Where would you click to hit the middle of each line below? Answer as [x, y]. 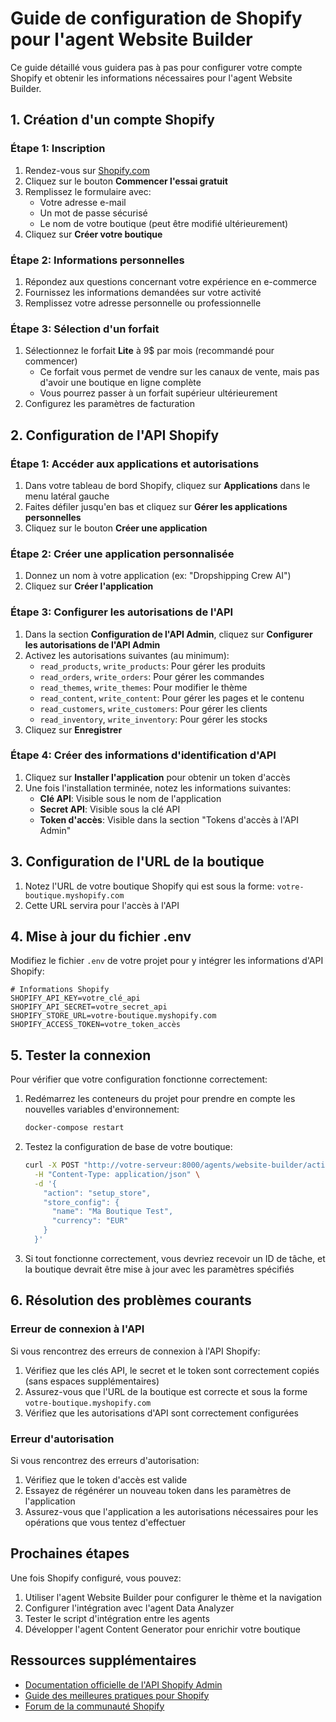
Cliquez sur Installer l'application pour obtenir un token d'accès [157, 777]
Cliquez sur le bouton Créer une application [116, 528]
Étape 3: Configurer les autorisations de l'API [122, 612]
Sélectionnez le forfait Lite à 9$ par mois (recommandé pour [149, 351]
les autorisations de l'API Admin [92, 644]
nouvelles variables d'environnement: [102, 1109]
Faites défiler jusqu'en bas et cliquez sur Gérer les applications [156, 506]
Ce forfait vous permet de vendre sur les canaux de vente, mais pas [179, 372]
